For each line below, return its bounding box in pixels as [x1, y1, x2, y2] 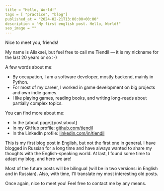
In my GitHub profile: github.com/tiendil [12, 125, 93, 131]
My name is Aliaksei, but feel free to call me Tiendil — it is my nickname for [5, 49, 159, 55]
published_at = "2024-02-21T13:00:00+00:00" [5, 16, 99, 21]
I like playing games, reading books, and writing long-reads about [12, 95, 147, 101]
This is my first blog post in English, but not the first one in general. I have [5, 140, 156, 146]
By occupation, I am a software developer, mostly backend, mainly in [12, 74, 154, 80]
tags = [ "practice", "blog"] [5, 12, 68, 17]
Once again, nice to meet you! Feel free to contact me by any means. [5, 181, 147, 187]
